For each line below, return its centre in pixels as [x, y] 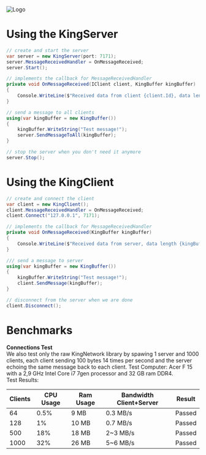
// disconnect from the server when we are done [70, 300]
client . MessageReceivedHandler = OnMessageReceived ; [75, 210]
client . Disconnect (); [34, 306]
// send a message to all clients [51, 112]
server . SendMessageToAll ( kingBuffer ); [67, 135]
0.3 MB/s [119, 413]
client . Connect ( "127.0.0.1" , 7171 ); [53, 216]
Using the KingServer [62, 34]
